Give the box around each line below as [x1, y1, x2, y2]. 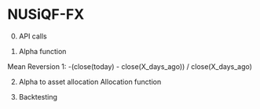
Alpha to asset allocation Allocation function [18, 77, 162, 86]
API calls [18, 31, 48, 41]
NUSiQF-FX [7, 5, 85, 24]
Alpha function [18, 46, 67, 56]
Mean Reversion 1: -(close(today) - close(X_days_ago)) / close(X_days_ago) [7, 61, 253, 71]
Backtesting [18, 92, 58, 101]
